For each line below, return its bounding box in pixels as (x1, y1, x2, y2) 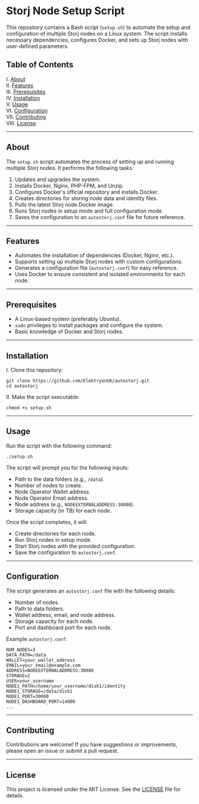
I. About (6, 75, 25, 82)
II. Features (6, 82, 34, 89)
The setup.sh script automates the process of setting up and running (6, 158, 174, 165)
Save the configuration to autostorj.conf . (14, 549, 117, 556)
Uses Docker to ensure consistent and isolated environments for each (14, 271, 185, 278)
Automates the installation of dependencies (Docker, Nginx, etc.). (14, 252, 175, 259)
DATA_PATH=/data (6, 652, 46, 658)
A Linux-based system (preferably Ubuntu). (14, 316, 121, 323)
